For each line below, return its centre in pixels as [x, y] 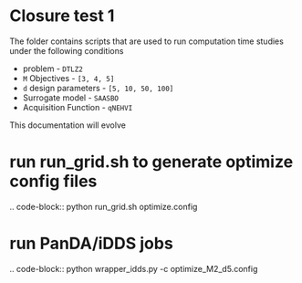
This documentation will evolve [68, 125]
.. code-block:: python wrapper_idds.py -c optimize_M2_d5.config [134, 268]
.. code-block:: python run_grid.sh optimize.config [104, 206]
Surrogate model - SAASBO [71, 98]
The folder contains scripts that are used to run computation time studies [147, 41]
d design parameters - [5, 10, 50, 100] [98, 88]
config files [53, 181]
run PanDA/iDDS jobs [91, 244]
